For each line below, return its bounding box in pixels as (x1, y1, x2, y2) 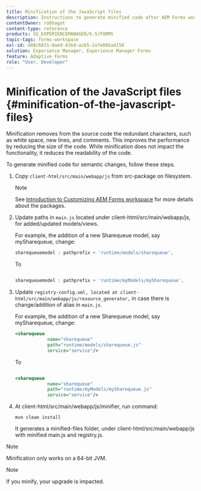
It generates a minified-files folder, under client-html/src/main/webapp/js (14, 425, 195, 432)
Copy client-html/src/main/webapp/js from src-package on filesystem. (14, 172, 192, 180)
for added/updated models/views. (14, 220, 99, 227)
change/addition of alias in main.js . (14, 301, 103, 309)
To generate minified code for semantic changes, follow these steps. (6, 161, 175, 168)
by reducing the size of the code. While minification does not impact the (6, 143, 184, 150)
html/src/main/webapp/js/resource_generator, (14, 296, 130, 302)
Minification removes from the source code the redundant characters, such (6, 130, 191, 137)
